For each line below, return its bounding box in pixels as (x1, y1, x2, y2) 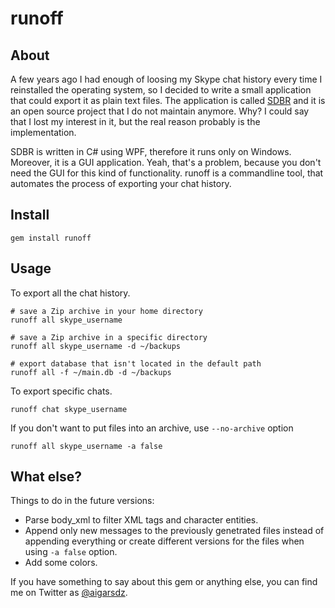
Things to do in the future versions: (10, 495, 155, 507)
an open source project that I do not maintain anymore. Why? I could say (10, 105, 310, 117)
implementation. (10, 127, 77, 138)
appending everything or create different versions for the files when (24, 535, 305, 547)
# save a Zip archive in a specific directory (10, 332, 208, 342)
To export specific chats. (10, 385, 113, 397)
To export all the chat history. (10, 287, 131, 299)
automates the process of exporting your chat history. (10, 178, 232, 189)
